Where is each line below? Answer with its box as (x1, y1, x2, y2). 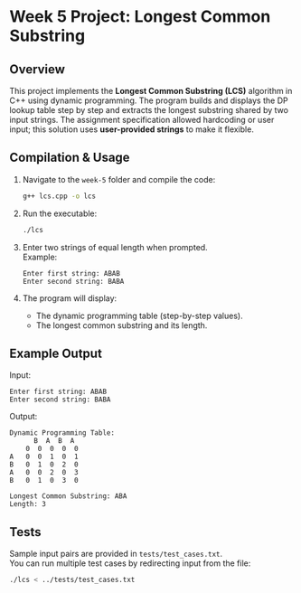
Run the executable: (22, 208, 98, 219)
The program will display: (22, 292, 118, 304)
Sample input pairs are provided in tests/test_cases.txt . (9, 549, 223, 560)
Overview (9, 61, 66, 77)
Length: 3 (9, 500, 47, 509)
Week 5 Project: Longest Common (9, 6, 271, 27)
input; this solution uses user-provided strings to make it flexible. (9, 124, 255, 135)
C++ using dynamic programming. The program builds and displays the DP (9, 95, 288, 106)
